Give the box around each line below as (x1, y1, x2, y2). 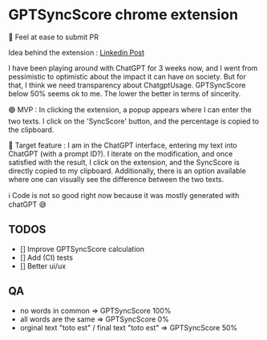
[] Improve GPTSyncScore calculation (19, 244, 145, 253)
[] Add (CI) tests (19, 253, 74, 262)
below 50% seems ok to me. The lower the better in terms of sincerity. (8, 88, 241, 98)
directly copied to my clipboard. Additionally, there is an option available (8, 166, 246, 176)
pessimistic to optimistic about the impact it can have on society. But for (8, 71, 246, 81)
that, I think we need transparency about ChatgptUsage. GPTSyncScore (8, 80, 246, 90)
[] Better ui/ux (19, 261, 67, 270)
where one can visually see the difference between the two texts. (8, 174, 225, 184)
